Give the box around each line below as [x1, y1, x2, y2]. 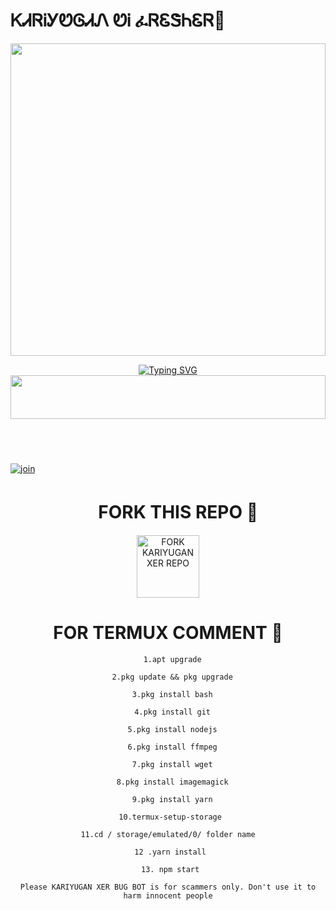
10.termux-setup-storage [118, 812, 222, 822]
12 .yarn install [134, 847, 207, 857]
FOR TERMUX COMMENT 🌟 [53, 622, 283, 644]
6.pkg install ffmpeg [127, 742, 218, 752]
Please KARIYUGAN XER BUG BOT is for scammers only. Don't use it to [19, 882, 317, 892]
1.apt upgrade [143, 654, 202, 664]
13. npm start [141, 864, 200, 874]
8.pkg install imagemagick [116, 777, 229, 787]
